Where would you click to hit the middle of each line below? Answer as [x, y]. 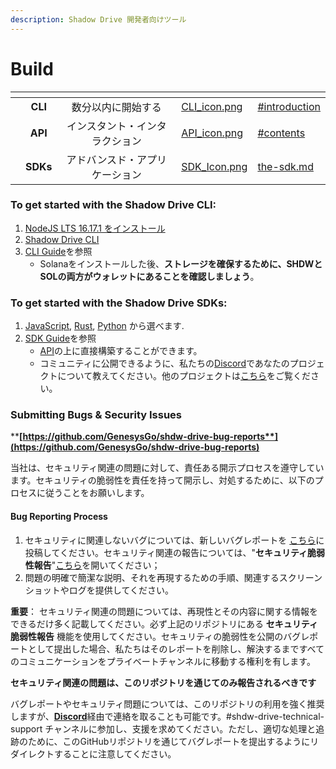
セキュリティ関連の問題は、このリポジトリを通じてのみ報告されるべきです [163, 682]
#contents [281, 133]
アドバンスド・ [102, 159]
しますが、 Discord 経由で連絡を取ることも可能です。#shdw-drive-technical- [167, 716]
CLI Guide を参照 [58, 251]
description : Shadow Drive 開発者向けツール [98, 19]
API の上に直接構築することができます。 [121, 351]
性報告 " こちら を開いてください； [92, 565]
